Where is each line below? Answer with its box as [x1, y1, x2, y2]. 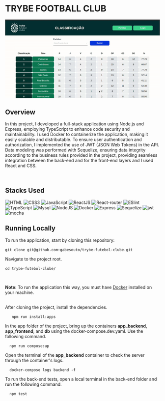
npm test [9, 391, 27, 396]
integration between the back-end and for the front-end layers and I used [5, 157, 154, 163]
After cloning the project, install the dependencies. [5, 304, 108, 310]
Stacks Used [5, 186, 45, 195]
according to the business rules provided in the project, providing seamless [5, 152, 158, 158]
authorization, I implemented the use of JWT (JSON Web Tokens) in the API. [5, 142, 160, 147]
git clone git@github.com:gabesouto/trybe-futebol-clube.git [5, 247, 133, 252]
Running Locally [5, 224, 55, 232]
